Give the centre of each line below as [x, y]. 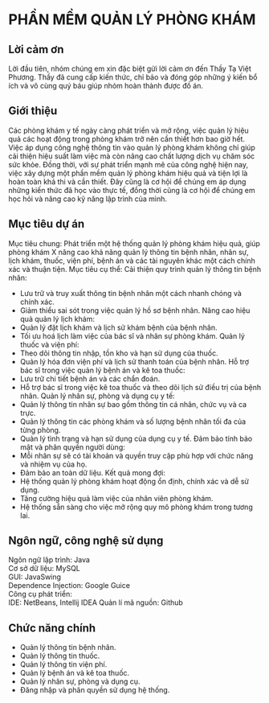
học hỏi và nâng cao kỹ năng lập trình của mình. [88, 199]
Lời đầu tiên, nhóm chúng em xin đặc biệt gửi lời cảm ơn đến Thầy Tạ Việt [130, 68]
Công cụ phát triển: [40, 594]
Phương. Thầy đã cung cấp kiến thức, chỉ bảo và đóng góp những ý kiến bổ [133, 77]
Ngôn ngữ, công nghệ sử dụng [86, 541]
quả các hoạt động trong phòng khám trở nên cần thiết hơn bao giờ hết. [127, 138]
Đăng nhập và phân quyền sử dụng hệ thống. [95, 690]
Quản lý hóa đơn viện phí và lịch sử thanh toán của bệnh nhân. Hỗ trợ [134, 361]
